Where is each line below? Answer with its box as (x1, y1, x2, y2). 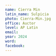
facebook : (5, 43, 25, 48)
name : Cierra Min (5, 7, 40, 12)
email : (5, 30, 19, 35)
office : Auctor (5, 20, 36, 26)
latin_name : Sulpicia (5, 12, 49, 17)
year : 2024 (5, 35, 27, 39)
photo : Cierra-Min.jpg (5, 16, 51, 21)
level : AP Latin (5, 25, 38, 30)
